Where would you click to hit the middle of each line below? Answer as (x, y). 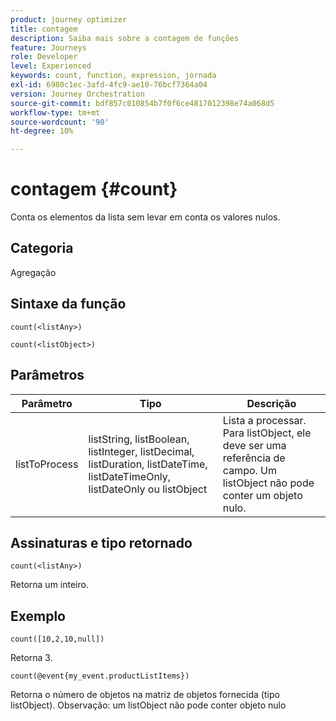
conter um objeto (262, 495)
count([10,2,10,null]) (57, 639)
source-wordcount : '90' (60, 122)
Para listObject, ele (267, 433)
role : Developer (44, 57)
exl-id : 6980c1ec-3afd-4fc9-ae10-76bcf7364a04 (109, 85)
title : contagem (44, 29)
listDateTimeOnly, (130, 476)
